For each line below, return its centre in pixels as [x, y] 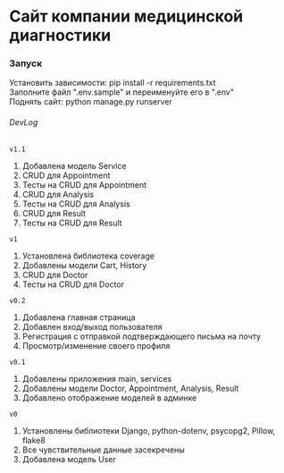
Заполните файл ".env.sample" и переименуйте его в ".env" [122, 92]
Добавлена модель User [69, 459]
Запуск [26, 63]
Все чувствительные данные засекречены [103, 450]
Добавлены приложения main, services [97, 378]
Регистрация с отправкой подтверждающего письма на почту [142, 336]
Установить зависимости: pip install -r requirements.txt [113, 83]
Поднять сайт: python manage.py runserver [91, 102]
